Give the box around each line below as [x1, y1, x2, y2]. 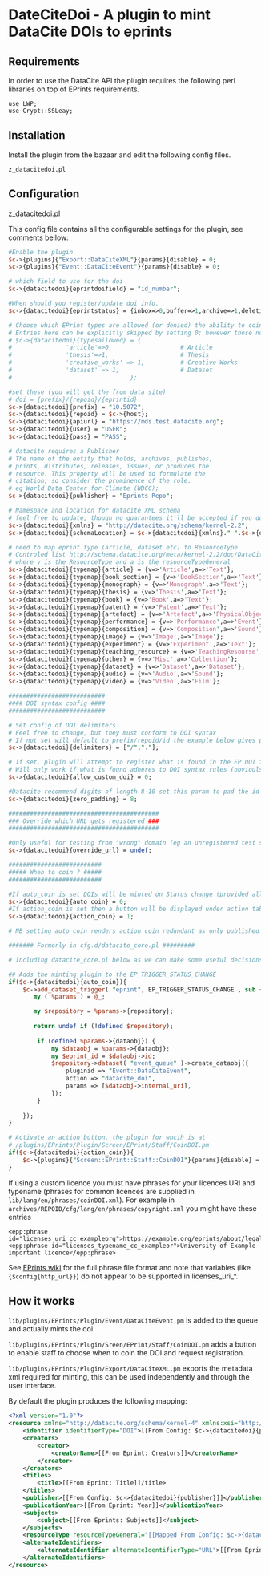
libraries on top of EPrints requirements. [8, 84, 140, 94]
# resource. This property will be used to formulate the [8, 469, 206, 478]
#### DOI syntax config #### [8, 699, 106, 707]
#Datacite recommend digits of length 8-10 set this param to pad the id [8, 788, 260, 796]
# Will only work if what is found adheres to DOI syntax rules [8, 766, 227, 774]
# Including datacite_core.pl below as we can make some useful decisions [8, 956, 263, 964]
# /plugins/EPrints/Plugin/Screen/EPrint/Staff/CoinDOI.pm [8, 1141, 210, 1149]
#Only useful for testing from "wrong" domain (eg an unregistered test [8, 839, 256, 847]
